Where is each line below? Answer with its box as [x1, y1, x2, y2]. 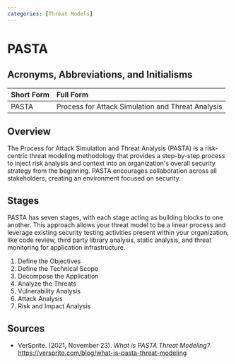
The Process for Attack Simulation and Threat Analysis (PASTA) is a [7, 144, 203, 152]
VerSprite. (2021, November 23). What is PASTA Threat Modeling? [17, 341, 211, 350]
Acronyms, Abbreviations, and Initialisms [7, 68, 193, 81]
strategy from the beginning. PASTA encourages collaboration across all [7, 166, 217, 175]
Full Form [56, 90, 88, 99]
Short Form [11, 90, 50, 99]
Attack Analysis [17, 294, 64, 303]
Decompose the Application [17, 272, 99, 281]
